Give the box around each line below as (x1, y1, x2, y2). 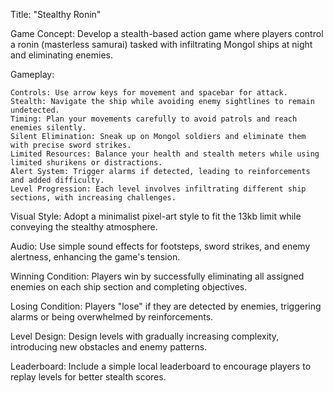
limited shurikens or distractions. (10, 158, 163, 168)
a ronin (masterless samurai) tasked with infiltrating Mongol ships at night (10, 39, 313, 50)
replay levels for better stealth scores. (10, 371, 167, 383)
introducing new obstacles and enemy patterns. (10, 341, 208, 353)
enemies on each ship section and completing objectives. (10, 281, 248, 293)
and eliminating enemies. (10, 49, 113, 61)
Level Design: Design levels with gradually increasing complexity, (10, 330, 280, 342)
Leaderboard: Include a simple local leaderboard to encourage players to (10, 360, 312, 372)
